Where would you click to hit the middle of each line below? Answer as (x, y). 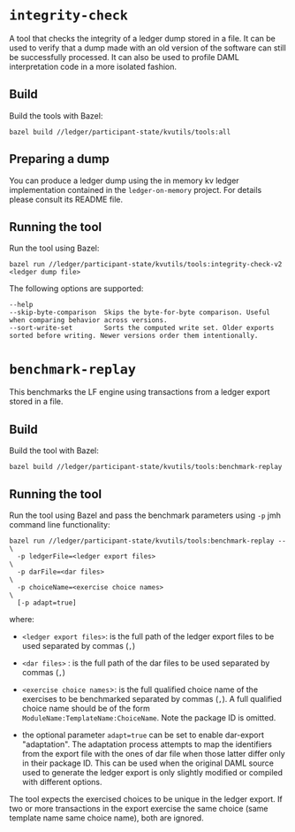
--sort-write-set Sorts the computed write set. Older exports (142, 328)
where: (22, 619)
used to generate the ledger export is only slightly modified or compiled (152, 772)
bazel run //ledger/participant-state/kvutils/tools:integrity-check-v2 (146, 265)
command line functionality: (60, 524)
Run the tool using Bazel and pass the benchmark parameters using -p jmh (145, 515)
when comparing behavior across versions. (88, 320)
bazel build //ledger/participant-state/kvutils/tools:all (120, 132)
